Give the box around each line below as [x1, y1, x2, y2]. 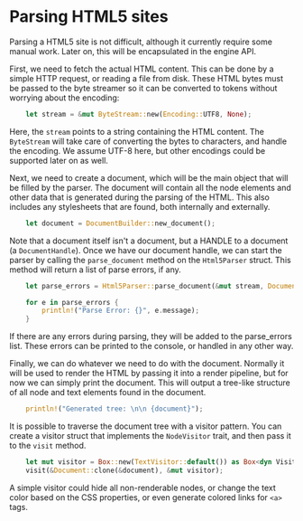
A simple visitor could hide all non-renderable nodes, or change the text [9, 482, 277, 493]
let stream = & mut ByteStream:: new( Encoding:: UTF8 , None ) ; [25, 109, 252, 118]
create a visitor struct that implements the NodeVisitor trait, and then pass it [9, 431, 291, 441]
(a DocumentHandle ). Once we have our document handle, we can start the [9, 244, 282, 255]
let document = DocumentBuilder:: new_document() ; [25, 219, 216, 228]
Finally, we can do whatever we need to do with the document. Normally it [9, 358, 285, 369]
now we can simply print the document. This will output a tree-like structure [9, 377, 291, 388]
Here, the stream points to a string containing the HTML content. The [9, 126, 264, 137]
